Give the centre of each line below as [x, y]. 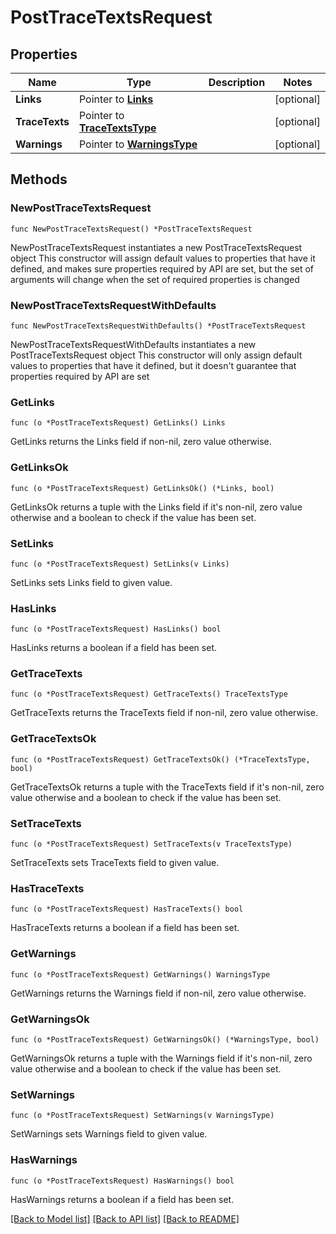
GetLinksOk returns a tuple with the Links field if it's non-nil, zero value [156, 507]
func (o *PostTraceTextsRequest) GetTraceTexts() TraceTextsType [149, 694]
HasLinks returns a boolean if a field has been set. [113, 648]
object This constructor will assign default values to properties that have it [163, 258]
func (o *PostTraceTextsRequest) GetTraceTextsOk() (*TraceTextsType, [160, 759]
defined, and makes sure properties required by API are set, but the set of [162, 268]
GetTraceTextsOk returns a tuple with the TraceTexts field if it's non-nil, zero [167, 787]
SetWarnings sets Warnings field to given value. [109, 1134]
